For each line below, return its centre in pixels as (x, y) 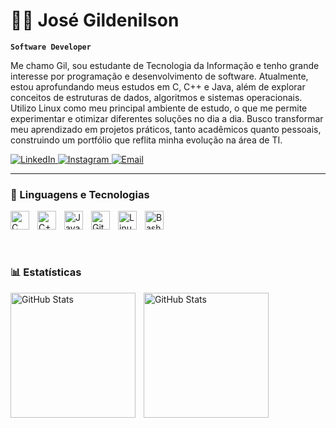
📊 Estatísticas (46, 272)
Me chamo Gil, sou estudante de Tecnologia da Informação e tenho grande (165, 65)
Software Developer (51, 47)
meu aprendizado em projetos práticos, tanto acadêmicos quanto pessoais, (166, 129)
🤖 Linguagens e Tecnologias (80, 194)
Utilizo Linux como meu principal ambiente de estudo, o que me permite (159, 108)
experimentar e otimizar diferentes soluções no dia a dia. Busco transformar (167, 118)
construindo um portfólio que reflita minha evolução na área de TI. (146, 140)
